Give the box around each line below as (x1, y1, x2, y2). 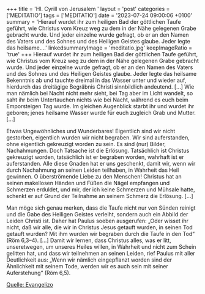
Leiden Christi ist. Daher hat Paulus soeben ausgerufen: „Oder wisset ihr (6, 217, 188, 224)
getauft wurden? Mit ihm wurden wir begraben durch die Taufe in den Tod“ (6, 230, 195, 237)
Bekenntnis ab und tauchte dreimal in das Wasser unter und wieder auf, (6, 76, 187, 84)
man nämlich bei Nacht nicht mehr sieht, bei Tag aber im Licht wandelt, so (6, 90, 193, 97)
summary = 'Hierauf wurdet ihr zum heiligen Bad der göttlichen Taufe (6, 18, 182, 25)
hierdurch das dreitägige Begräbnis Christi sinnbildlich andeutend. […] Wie (6, 83, 195, 90)
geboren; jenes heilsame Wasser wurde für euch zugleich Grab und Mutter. (6, 109, 196, 116)
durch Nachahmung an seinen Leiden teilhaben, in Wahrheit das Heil (6, 166, 179, 174)
